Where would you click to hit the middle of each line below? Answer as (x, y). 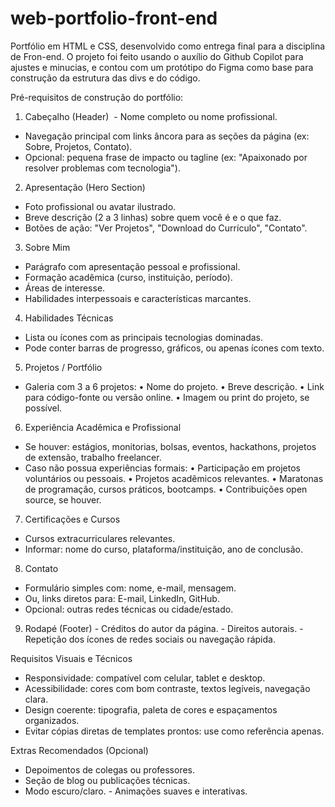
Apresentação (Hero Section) (85, 187)
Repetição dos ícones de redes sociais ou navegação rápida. (150, 639)
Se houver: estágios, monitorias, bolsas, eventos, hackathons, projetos (170, 446)
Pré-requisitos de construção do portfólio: (97, 97)
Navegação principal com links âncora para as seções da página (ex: (167, 136)
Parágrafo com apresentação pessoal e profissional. (132, 266)
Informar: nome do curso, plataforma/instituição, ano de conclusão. (164, 549)
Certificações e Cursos (72, 519)
